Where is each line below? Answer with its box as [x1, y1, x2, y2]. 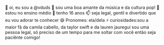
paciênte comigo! [5, 34, 40, 40]
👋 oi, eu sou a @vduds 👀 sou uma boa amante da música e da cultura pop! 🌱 [5, 5, 160, 10]
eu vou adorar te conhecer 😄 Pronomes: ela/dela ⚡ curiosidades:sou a [5, 17, 149, 23]
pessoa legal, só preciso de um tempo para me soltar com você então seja [5, 30, 156, 35]
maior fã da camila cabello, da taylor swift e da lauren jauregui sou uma [5, 24, 149, 30]
